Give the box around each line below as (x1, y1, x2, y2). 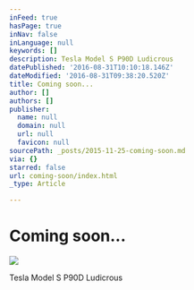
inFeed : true (9, 13, 58, 22)
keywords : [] (9, 47, 58, 55)
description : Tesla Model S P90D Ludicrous (9, 55, 174, 64)
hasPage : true (9, 21, 63, 30)
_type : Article (9, 180, 66, 189)
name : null (17, 113, 58, 122)
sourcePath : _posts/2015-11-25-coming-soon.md (9, 146, 186, 155)
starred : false (9, 163, 66, 172)
